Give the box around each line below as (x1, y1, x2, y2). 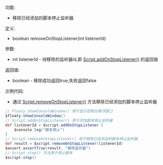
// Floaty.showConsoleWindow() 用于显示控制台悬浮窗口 (5, 109, 113, 114)
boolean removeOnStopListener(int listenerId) (12, 35, 106, 41)
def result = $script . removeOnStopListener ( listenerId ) (5, 141, 123, 146)
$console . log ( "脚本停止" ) (14, 127, 65, 132)
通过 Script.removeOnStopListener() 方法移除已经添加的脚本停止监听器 (12, 99, 158, 105)
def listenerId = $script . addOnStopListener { (5, 123, 103, 128)
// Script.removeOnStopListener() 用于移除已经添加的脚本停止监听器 (5, 137, 138, 142)
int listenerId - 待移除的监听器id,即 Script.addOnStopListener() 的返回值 (12, 56, 158, 62)
